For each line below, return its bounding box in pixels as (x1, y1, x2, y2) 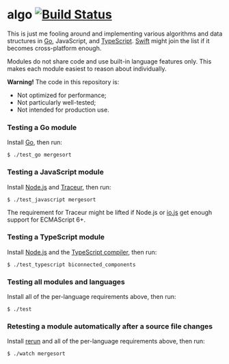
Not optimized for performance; (16, 91, 107, 99)
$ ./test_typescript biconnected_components (7, 261, 136, 268)
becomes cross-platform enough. (7, 44, 102, 52)
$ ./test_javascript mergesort (7, 196, 96, 203)
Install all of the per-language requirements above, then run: (7, 293, 176, 301)
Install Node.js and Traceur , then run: (7, 183, 111, 191)
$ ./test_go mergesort (7, 151, 72, 159)
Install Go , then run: (7, 138, 63, 146)
